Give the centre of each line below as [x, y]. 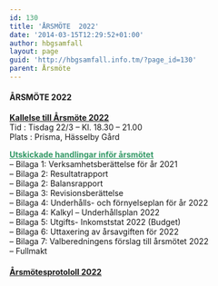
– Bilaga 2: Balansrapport [56, 183]
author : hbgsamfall [46, 43]
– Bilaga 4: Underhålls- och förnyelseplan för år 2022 [109, 203]
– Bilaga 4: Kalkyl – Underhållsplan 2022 [85, 212]
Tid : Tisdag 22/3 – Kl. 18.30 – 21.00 [76, 127]
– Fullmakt [29, 251]
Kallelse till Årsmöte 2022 [59, 118]
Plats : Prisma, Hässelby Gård [64, 137]
